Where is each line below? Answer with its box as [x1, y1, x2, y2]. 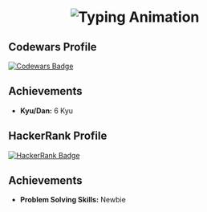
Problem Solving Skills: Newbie [19, 195, 126, 205]
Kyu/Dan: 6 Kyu [19, 105, 74, 116]
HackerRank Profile [8, 129, 108, 143]
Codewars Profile [8, 40, 98, 54]
